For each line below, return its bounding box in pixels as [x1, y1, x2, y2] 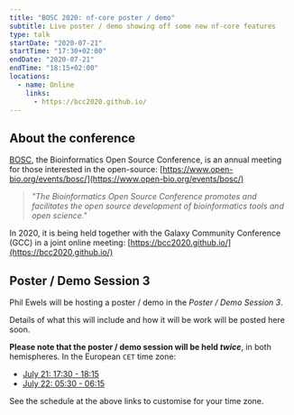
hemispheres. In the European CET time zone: [9, 351, 177, 362]
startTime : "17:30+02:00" [9, 47, 106, 56]
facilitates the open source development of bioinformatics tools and [31, 200, 284, 212]
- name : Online [17, 80, 75, 89]
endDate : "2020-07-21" [9, 55, 95, 64]
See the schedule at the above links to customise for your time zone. [9, 396, 264, 406]
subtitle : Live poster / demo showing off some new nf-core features [9, 22, 277, 31]
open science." [31, 210, 87, 221]
